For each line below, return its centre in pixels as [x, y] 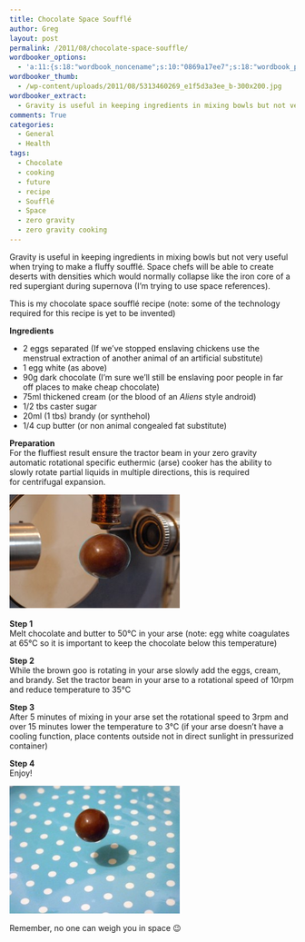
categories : [32, 124]
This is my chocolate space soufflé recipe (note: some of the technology [145, 303]
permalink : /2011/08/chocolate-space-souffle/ [99, 48]
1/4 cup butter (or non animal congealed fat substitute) [124, 425]
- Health [34, 144]
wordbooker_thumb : [44, 77]
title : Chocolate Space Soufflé [70, 19]
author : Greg [34, 29]
